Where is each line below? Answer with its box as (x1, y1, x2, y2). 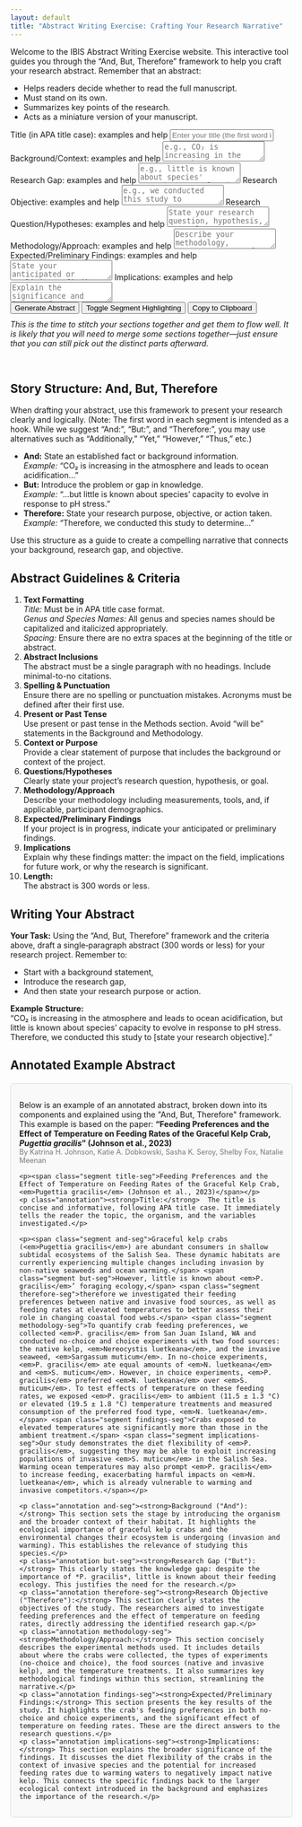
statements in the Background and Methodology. (22, 728, 204, 739)
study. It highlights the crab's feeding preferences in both (19, 1706, 256, 1715)
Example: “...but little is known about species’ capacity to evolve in (22, 489, 270, 500)
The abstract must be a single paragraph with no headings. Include (22, 661, 272, 672)
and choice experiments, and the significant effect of (47, 1714, 261, 1723)
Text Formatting (22, 594, 84, 606)
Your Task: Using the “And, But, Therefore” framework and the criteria (10, 930, 270, 940)
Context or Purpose (22, 738, 99, 748)
